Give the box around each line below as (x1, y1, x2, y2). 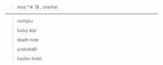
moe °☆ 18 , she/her (16, 4, 58, 10)
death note (16, 37, 39, 43)
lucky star (16, 28, 37, 33)
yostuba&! (16, 46, 37, 52)
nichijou (16, 18, 33, 24)
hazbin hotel (16, 56, 42, 61)
